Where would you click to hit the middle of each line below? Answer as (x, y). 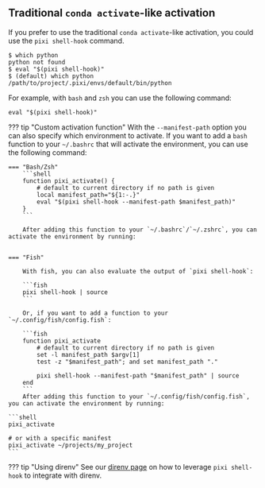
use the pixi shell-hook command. (66, 41)
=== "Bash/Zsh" (33, 167)
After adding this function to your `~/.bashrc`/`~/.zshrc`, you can (140, 230)
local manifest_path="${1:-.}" (88, 195)
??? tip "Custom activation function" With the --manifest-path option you (128, 127)
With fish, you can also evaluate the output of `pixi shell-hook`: (138, 271)
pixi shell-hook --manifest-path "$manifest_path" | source (138, 376)
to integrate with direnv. (63, 475)
